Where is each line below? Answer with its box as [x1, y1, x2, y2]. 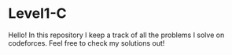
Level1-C [8, 5, 67, 22]
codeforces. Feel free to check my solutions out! [8, 38, 165, 47]
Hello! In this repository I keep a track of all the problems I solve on [8, 30, 225, 40]
